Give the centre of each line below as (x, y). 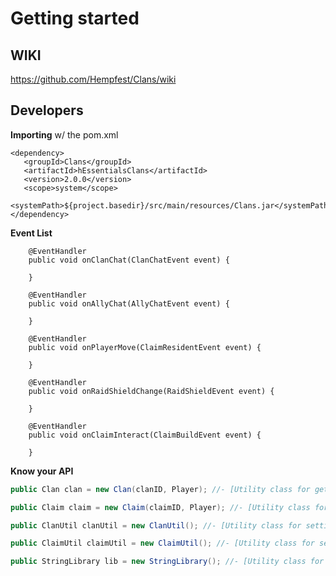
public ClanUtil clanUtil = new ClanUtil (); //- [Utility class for (156, 525)
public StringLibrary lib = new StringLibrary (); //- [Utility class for (167, 562)
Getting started (75, 18)
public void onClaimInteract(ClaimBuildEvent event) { (145, 435)
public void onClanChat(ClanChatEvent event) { (129, 260)
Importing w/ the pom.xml (64, 134)
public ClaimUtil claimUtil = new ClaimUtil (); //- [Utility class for (162, 543)
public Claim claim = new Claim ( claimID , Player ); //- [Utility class (160, 507)
